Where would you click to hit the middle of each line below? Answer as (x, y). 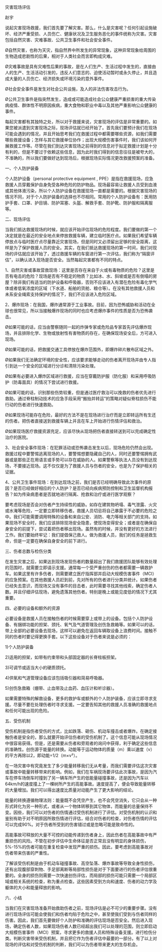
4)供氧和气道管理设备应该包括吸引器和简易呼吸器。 (56, 678)
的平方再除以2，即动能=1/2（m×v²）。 (42, 755)
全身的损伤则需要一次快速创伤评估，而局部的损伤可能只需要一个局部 (85, 875)
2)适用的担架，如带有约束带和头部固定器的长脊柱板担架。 (62, 657)
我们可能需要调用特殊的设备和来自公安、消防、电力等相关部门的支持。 (83, 517)
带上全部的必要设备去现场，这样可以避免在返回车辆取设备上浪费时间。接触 (79, 631)
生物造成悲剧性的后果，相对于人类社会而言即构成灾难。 (60, 56)
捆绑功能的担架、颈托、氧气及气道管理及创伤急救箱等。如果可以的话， (87, 625)
